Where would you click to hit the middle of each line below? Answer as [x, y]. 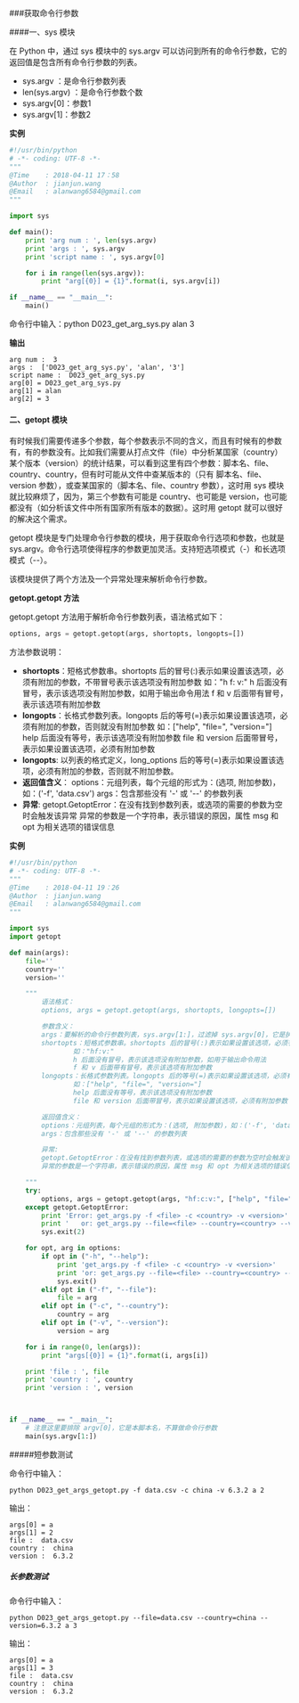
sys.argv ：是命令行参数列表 [74, 81]
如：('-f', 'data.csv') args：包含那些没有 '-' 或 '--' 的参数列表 [132, 794]
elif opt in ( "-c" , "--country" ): [105, 1306]
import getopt [36, 937]
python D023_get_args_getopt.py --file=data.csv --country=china [133, 1617]
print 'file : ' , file [67, 1371]
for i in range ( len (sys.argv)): [85, 273]
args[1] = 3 [31, 1668]
